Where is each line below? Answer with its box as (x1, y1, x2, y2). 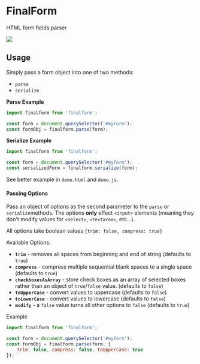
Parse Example (6, 98, 44, 106)
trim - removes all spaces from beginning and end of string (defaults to (14, 251, 192, 258)
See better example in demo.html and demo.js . (6, 176, 119, 183)
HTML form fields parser (6, 24, 67, 31)
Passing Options (6, 189, 49, 197)
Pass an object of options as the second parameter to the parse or (6, 203, 169, 210)
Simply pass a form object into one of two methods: (6, 68, 134, 76)
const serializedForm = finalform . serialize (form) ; (6, 165, 138, 172)
